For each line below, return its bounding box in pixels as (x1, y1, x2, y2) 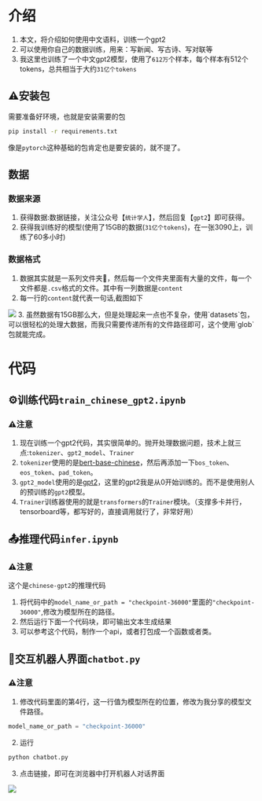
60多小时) (33, 233, 66, 242)
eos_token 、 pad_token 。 (19, 468, 98, 477)
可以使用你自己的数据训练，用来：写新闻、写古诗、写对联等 (19, 44, 213, 53)
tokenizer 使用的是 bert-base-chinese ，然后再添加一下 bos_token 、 (19, 457, 234, 468)
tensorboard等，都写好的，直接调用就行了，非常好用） (19, 507, 198, 516)
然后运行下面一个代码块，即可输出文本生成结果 (19, 617, 172, 626)
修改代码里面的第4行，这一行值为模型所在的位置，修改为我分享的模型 (19, 696, 245, 706)
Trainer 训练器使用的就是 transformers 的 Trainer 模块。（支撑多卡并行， (19, 497, 246, 507)
